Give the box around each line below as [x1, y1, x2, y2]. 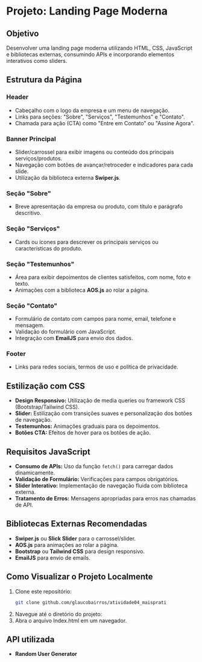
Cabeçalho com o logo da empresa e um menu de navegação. [14, 107, 170, 114]
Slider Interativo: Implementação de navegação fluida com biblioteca [14, 482, 188, 490]
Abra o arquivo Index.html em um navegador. [14, 617, 127, 624]
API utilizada [6, 634, 55, 644]
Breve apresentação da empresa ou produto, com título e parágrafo [14, 203, 183, 210]
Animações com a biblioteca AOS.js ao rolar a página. [14, 286, 150, 293]
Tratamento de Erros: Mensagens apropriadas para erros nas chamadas [14, 495, 196, 502]
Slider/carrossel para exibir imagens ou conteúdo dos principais [14, 148, 174, 156]
